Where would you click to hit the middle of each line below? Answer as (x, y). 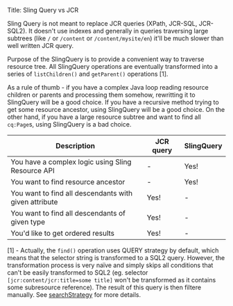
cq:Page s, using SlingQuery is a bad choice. (69, 124)
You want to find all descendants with (72, 193)
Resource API (33, 171)
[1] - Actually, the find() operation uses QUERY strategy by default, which (113, 250)
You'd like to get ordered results (63, 233)
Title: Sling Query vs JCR (43, 10)
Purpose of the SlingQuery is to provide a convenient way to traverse (106, 59)
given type (28, 222)
